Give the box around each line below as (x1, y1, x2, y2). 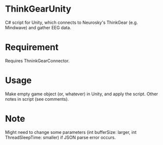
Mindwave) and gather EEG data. (5, 24, 72, 30)
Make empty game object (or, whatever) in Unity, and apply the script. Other (5, 91, 159, 97)
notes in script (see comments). (5, 96, 69, 102)
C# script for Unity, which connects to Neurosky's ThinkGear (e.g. (5, 19, 138, 25)
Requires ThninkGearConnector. (5, 57, 70, 64)
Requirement (5, 42, 59, 53)
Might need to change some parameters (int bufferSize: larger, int (5, 129, 137, 135)
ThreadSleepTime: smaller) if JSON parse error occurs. (5, 134, 116, 140)
